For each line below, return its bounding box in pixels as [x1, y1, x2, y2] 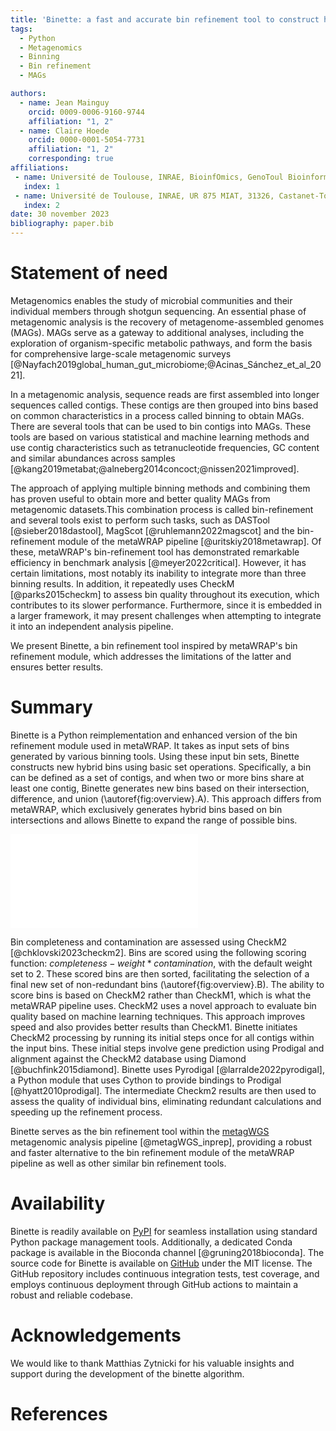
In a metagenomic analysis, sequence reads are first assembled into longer [10, 388, 320, 400]
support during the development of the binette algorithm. [10, 1367, 245, 1380]
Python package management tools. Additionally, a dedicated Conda [10, 1236, 293, 1248]
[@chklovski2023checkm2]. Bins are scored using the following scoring [10, 946, 307, 958]
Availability [10, 1192, 106, 1215]
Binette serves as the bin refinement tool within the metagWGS [10, 1125, 270, 1137]
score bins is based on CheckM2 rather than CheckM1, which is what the [10, 989, 312, 1001]
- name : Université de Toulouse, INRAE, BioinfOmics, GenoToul [14, 172, 284, 182]
